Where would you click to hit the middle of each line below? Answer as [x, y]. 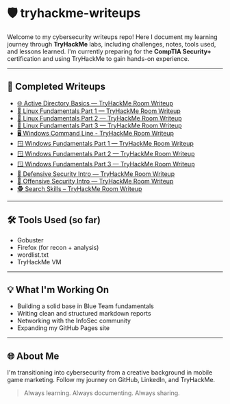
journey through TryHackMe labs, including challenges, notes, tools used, [112, 44]
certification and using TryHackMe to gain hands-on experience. [98, 58]
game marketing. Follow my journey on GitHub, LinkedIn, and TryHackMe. [111, 380]
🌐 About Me [33, 356]
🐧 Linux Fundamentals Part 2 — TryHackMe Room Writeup [100, 118]
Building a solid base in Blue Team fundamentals [85, 306]
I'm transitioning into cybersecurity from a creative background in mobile [110, 373]
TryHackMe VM [39, 262]
